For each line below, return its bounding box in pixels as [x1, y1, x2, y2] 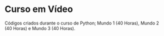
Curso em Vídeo [4, 3, 73, 15]
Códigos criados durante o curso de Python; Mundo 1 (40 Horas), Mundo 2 [4, 20, 159, 26]
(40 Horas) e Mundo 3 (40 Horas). [4, 25, 75, 31]
